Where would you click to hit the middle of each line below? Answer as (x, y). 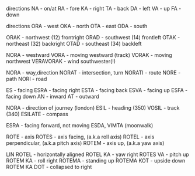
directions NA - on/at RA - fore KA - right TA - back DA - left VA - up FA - (94, 9)
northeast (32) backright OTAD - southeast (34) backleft (74, 44)
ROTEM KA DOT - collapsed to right (49, 167)
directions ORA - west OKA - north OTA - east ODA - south (77, 26)
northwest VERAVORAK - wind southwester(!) (61, 61)
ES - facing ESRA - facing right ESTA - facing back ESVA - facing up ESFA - (97, 90)
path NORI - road (27, 79)
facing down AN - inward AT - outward (53, 97)
